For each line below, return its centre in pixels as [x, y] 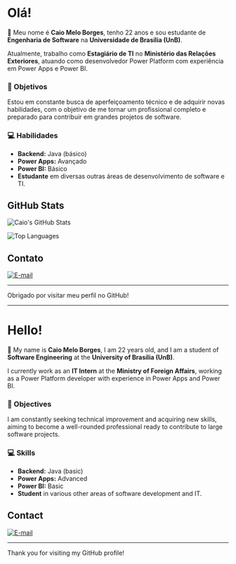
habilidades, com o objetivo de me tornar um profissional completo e [107, 110]
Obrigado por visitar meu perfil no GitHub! [68, 295]
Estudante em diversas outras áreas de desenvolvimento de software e [121, 176]
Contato [25, 258]
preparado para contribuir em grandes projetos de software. [94, 117]
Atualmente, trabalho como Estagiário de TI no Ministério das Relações [112, 53]
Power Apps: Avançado [52, 161]
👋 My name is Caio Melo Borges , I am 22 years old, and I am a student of [113, 350]
